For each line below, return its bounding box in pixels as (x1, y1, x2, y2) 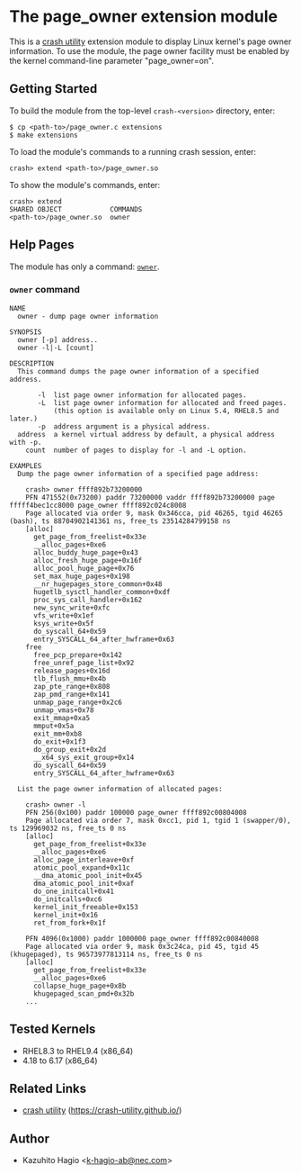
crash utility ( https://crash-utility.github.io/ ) (22, 1105, 182, 1115)
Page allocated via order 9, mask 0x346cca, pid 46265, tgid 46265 (25, 509, 283, 518)
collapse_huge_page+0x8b (32, 981, 127, 990)
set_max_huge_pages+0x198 (32, 572, 130, 581)
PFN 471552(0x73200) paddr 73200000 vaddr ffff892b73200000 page (25, 492, 276, 501)
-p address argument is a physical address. (37, 421, 211, 431)
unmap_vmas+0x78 (32, 705, 94, 715)
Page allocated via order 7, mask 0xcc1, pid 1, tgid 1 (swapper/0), (25, 816, 292, 825)
